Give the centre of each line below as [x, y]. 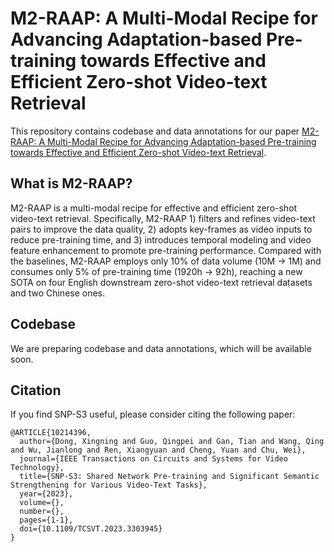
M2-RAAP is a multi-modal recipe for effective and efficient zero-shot [154, 208]
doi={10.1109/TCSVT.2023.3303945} [91, 529]
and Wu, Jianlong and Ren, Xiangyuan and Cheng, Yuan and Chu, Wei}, [158, 450]
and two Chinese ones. [58, 293]
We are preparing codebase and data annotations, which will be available [161, 348]
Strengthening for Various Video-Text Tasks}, [109, 485]
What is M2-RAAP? [71, 183]
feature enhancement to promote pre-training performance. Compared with [166, 250]
